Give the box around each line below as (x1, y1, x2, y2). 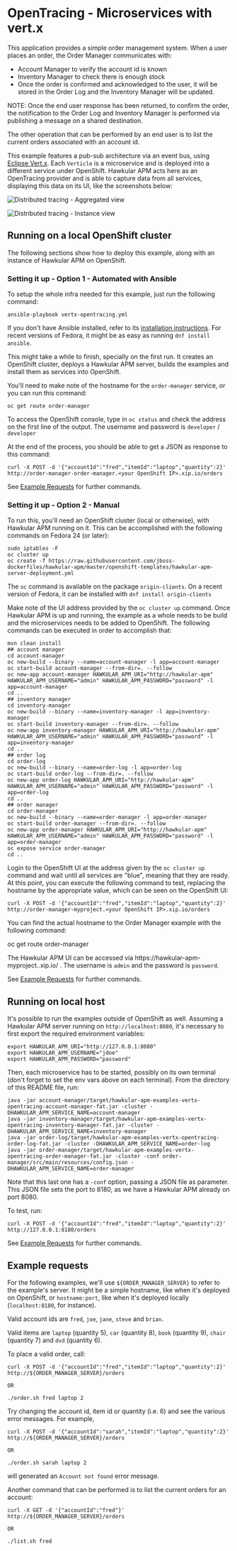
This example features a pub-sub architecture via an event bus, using (7, 151, 210, 160)
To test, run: (7, 1207, 42, 1215)
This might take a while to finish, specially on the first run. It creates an (7, 353, 214, 361)
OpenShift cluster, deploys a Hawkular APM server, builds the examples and (7, 360, 229, 368)
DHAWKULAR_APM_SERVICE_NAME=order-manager (7, 1166, 134, 1173)
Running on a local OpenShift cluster (7, 229, 172, 242)
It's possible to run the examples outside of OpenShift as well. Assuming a (7, 1014, 224, 1023)
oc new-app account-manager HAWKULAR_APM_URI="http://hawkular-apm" (7, 671, 214, 679)
